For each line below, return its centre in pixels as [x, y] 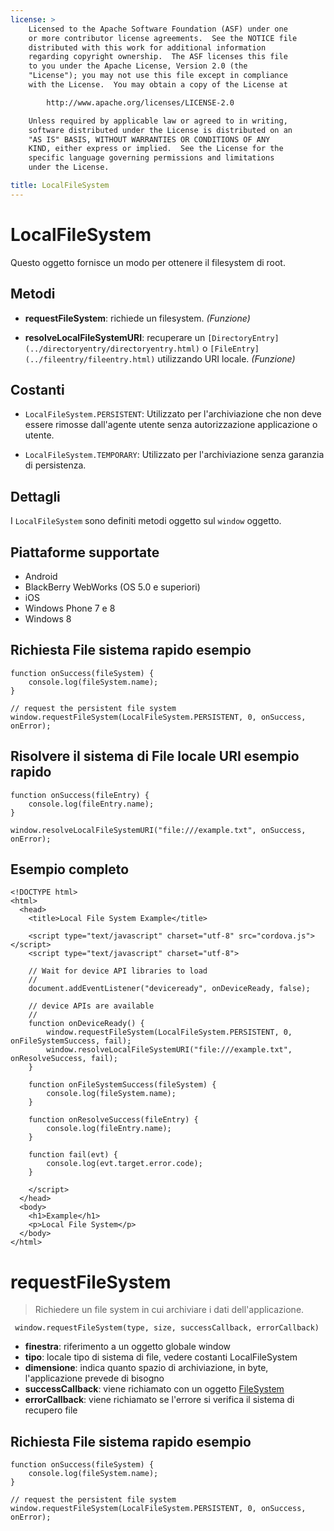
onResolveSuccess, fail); [64, 1059]
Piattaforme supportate [85, 552]
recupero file [51, 1410]
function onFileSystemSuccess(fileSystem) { [122, 1085]
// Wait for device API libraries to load [118, 971]
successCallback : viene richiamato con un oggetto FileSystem [154, 1389]
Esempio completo [70, 869]
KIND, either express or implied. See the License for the [156, 149]
